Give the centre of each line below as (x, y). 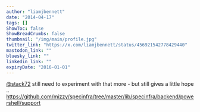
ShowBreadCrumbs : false (36, 34)
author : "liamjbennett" (36, 12)
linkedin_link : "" (29, 61)
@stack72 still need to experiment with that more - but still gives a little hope (100, 84)
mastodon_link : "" (29, 51)
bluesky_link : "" (28, 56)
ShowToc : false (25, 28)
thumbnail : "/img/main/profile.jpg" (51, 39)
